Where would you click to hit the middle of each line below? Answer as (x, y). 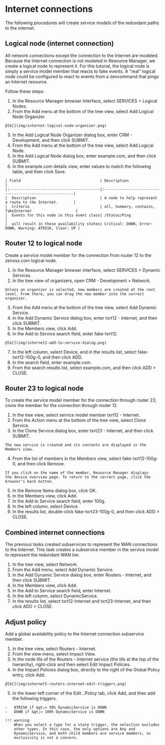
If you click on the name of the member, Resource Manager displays (77, 473)
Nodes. (19, 106)
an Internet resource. (26, 82)
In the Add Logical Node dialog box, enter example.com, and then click (84, 156)
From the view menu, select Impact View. (54, 654)
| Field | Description (67, 181)
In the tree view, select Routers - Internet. (54, 649)
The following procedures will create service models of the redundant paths (82, 23)
